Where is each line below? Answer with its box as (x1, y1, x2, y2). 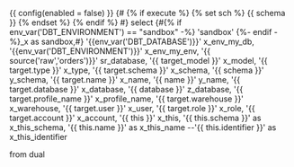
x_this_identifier (9, 132, 67, 142)
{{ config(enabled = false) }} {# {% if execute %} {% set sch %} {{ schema (9, 8, 286, 18)
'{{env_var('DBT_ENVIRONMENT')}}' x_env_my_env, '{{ (9, 46, 211, 57)
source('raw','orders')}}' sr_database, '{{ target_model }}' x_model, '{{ (9, 56, 268, 66)
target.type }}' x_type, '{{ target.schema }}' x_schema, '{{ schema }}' (9, 65, 264, 75)
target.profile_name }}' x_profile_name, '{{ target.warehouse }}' (9, 93, 245, 104)
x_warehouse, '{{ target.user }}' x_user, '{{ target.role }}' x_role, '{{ (9, 103, 255, 113)
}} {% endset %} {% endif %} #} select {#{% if (9, 17, 183, 28)
